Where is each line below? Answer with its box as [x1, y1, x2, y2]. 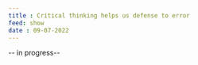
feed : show [8, 19, 45, 27]
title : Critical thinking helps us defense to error [8, 11, 191, 20]
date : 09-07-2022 [8, 26, 69, 34]
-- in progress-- [8, 48, 60, 58]
